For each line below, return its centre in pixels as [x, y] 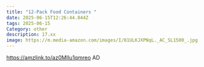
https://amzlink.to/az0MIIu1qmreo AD [53, 58]
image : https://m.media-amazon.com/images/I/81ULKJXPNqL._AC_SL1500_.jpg [102, 40]
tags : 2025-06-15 [28, 23]
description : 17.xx [31, 35]
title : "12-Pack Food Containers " [52, 12]
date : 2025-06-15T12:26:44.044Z [47, 18]
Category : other [27, 29]
